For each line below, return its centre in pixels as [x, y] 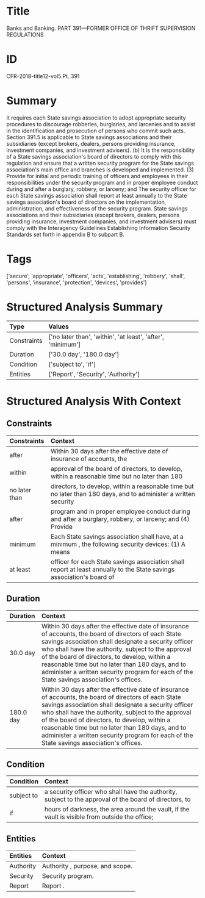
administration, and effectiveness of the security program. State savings [97, 208]
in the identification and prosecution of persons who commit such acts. [96, 131]
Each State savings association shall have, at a [117, 536]
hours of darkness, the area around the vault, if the [117, 810]
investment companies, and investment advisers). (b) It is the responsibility [101, 150]
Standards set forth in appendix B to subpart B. [66, 234]
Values [59, 326]
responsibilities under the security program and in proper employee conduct [102, 182]
